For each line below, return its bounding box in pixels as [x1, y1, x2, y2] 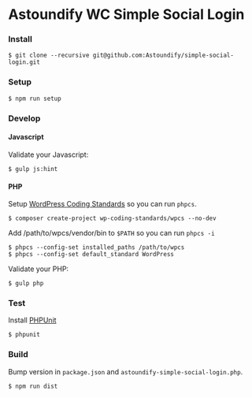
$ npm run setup [8, 95, 61, 102]
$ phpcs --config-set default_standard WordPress [8, 251, 175, 259]
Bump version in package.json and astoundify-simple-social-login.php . [8, 366, 243, 376]
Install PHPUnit [8, 315, 57, 325]
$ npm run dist [8, 382, 58, 390]
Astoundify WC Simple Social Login [8, 6, 245, 24]
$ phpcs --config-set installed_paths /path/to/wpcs [8, 244, 185, 251]
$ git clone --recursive [8, 51, 90, 60]
